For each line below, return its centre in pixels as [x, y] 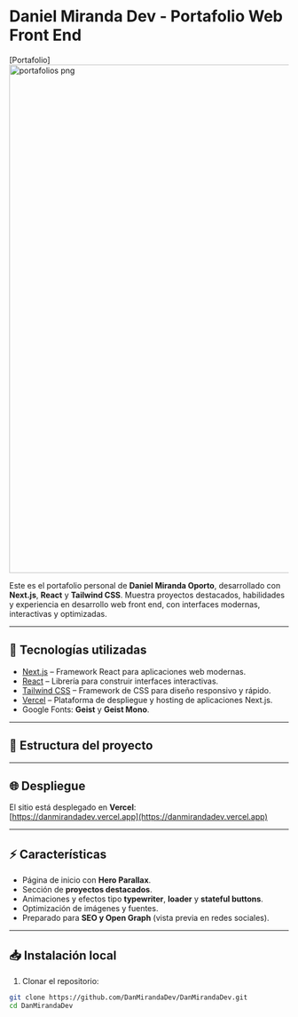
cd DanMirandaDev [41, 1005]
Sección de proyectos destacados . [87, 890]
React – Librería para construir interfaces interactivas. [120, 681]
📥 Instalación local [63, 955]
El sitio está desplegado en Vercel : [73, 807]
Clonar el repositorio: [60, 981]
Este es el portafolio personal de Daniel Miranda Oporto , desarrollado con [145, 585]
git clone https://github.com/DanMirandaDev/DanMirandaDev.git [129, 997]
